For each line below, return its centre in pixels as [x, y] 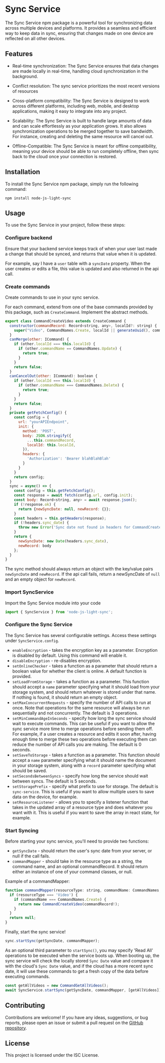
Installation [23, 172]
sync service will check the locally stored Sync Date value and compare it [79, 960]
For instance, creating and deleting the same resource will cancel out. [83, 136]
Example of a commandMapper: [38, 882]
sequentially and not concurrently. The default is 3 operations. [75, 713]
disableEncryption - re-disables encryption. [57, 660]
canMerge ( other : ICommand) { [39, 339]
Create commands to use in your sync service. [52, 297]
